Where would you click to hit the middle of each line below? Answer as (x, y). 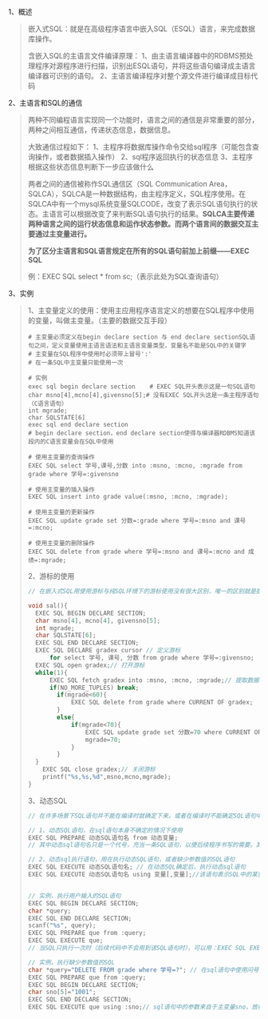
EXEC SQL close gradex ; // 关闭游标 (99, 770)
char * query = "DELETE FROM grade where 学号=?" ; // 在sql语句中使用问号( (145, 970)
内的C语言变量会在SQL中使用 (74, 442)
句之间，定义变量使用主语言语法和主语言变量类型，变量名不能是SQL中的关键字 (137, 346)
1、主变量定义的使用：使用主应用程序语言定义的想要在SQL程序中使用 (141, 310)
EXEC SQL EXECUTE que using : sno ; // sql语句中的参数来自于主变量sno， (140, 1007)
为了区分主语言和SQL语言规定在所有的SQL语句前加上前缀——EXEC (138, 251)
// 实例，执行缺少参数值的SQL (71, 962)
